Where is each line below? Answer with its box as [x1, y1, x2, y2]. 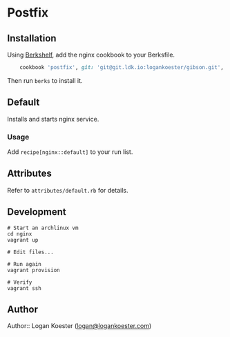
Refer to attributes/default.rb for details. [7, 186, 128, 194]
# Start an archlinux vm [7, 224, 79, 231]
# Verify [7, 278, 32, 286]
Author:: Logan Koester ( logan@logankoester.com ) [7, 322, 152, 330]
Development [7, 206, 67, 218]
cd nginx [7, 230, 32, 238]
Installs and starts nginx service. [7, 115, 99, 123]
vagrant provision [7, 267, 60, 273]
